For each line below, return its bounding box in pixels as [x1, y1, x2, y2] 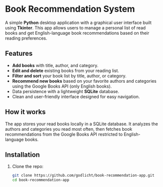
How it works [5, 108, 46, 116]
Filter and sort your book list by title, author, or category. [12, 72, 127, 79]
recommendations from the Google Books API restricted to [5, 131, 123, 137]
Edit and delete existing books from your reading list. [12, 68, 120, 73]
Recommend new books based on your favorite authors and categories [12, 78, 157, 84]
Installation [5, 150, 40, 159]
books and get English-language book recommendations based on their [5, 30, 150, 36]
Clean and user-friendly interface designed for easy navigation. [12, 93, 140, 99]
